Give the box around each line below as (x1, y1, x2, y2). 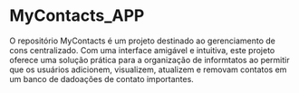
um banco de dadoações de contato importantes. (9, 73, 195, 84)
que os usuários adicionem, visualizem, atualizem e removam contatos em (9, 64, 287, 75)
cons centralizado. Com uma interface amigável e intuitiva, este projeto (9, 44, 275, 55)
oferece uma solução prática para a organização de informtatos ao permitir (9, 54, 290, 65)
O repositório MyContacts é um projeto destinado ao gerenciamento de (9, 35, 276, 46)
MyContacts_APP (9, 5, 145, 26)
